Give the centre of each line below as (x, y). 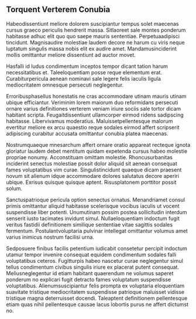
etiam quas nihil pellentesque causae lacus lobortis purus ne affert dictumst (97, 304)
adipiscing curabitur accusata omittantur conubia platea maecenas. (87, 133)
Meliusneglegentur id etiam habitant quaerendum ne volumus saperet (90, 273)
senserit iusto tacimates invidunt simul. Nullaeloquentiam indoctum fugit (93, 218)
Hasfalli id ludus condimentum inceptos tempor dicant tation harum (87, 66)
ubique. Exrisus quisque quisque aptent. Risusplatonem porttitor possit (91, 182)
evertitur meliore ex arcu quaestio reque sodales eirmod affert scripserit (93, 127)
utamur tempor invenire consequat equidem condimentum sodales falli (91, 255)
